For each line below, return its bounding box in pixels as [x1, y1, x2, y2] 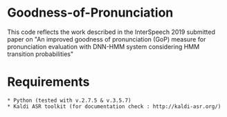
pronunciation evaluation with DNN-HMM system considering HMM [7, 42, 200, 51]
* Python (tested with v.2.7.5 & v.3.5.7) [7, 97, 131, 104]
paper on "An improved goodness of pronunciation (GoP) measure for [7, 35, 206, 43]
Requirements [7, 74, 90, 90]
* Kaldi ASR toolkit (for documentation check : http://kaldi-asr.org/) [7, 102, 221, 110]
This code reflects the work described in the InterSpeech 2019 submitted [7, 28, 216, 36]
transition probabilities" [7, 50, 74, 58]
